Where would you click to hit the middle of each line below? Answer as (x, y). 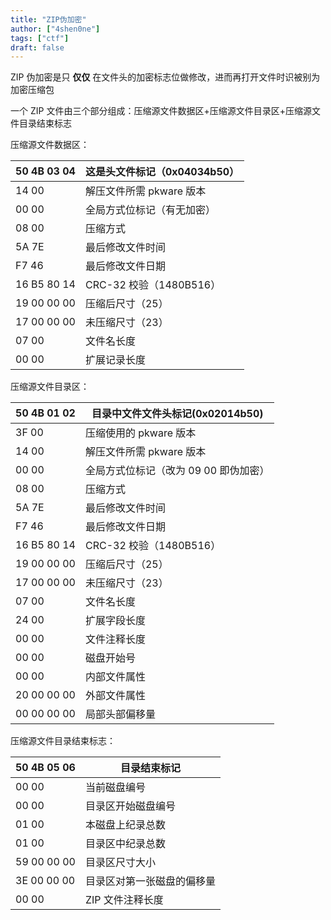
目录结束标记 (150, 768)
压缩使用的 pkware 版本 (140, 433)
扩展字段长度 (115, 621)
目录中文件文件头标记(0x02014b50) (177, 414)
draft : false (37, 47)
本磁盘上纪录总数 (125, 825)
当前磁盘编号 (115, 788)
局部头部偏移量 (120, 714)
